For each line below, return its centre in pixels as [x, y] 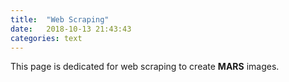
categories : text [46, 38]
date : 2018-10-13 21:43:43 [71, 29]
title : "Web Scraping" [60, 19]
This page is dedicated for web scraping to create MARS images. [145, 67]
